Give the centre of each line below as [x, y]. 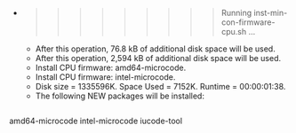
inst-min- [270, 13]
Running [236, 13]
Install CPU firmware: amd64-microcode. [111, 67]
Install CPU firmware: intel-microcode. [105, 77]
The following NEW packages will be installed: [120, 96]
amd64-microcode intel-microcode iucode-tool [96, 121]
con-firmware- [248, 22]
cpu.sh [234, 31]
